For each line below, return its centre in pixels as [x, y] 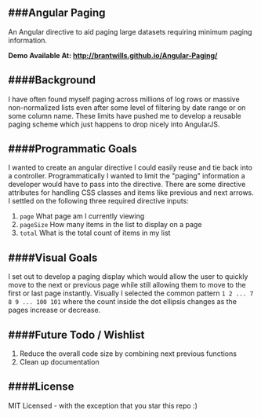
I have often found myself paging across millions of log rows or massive [124, 99]
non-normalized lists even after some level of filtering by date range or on [127, 107]
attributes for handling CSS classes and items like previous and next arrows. [131, 192]
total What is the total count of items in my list [95, 233]
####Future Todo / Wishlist [76, 334]
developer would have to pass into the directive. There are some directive [127, 185]
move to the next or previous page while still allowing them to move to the [127, 285]
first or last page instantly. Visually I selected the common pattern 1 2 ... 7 [131, 293]
